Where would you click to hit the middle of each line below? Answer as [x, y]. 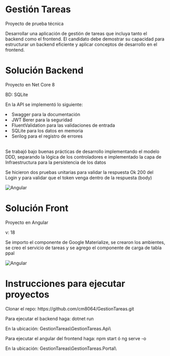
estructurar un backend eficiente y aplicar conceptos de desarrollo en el [81, 44]
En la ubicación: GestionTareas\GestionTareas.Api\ [58, 328]
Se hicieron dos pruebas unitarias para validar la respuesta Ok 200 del [79, 172]
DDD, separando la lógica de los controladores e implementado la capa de [83, 157]
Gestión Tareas [38, 9]
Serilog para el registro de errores [47, 136]
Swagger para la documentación [46, 114]
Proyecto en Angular [27, 222]
